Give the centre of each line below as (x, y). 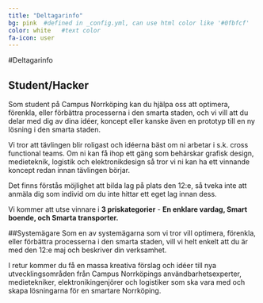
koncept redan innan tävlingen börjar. (69, 171)
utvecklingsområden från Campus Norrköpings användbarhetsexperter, (125, 274)
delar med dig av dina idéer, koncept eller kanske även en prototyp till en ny (132, 121)
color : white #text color (55, 30)
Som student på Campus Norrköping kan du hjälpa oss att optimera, (119, 105)
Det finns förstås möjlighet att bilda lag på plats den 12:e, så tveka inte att (128, 186)
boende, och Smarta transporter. (63, 218)
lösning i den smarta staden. (55, 130)
